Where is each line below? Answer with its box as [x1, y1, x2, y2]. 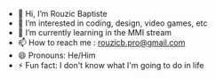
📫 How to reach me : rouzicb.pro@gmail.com [17, 37, 186, 48]
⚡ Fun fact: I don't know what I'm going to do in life [17, 60, 204, 70]
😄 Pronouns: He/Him [17, 50, 96, 60]
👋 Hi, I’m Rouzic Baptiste [17, 9, 108, 19]
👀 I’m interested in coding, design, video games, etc [17, 18, 208, 28]
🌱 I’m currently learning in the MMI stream [17, 28, 172, 37]
